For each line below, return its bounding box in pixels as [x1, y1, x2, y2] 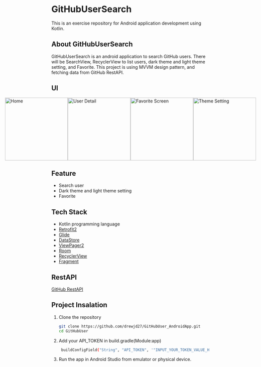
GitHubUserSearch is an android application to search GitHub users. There [51, 53, 206, 59]
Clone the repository [58, 314, 101, 320]
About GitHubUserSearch [51, 40, 133, 49]
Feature [51, 169, 76, 178]
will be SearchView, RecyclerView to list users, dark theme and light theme [51, 59, 205, 65]
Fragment [58, 259, 79, 265]
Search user [58, 182, 84, 189]
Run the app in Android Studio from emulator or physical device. [58, 356, 192, 362]
